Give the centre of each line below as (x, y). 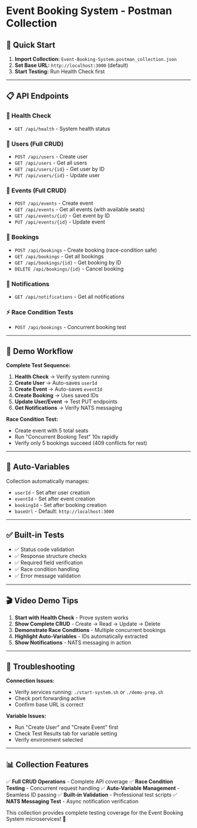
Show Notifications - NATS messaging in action (73, 643)
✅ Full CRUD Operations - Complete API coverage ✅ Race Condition (90, 782)
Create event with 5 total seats (52, 430)
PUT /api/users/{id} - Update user (57, 175)
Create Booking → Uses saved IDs (56, 395)
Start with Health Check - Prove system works (72, 618)
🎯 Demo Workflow (40, 351)
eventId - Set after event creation (55, 499)
